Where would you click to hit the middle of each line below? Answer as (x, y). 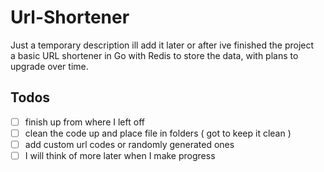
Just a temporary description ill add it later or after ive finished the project (162, 45)
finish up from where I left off (84, 122)
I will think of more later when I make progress (120, 155)
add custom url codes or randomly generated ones (129, 144)
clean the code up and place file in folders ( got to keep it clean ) (158, 133)
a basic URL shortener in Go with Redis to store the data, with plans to (154, 55)
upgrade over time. (49, 66)
